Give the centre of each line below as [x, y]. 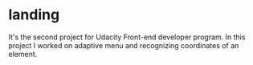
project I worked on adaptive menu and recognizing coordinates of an [124, 45]
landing [34, 15]
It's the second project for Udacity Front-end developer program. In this [127, 37]
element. [23, 54]
